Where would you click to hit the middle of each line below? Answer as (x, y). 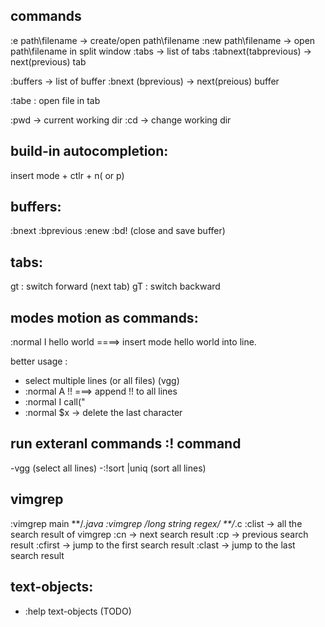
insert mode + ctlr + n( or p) (67, 175)
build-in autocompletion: (89, 151)
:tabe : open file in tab (55, 100)
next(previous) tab (48, 61)
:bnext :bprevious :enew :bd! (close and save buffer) (118, 231)
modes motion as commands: (104, 317)
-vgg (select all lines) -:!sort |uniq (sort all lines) (108, 468)
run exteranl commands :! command (126, 444)
